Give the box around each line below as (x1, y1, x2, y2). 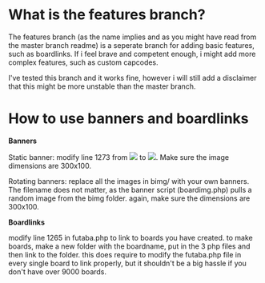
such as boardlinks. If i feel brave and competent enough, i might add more (8, 49, 256, 58)
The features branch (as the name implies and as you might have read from (8, 32, 257, 42)
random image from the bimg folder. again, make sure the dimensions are (8, 193, 251, 203)
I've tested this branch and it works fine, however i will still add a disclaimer (8, 73, 258, 82)
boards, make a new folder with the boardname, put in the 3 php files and (8, 241, 251, 251)
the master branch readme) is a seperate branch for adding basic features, (8, 40, 255, 50)
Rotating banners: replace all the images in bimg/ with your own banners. (8, 176, 250, 185)
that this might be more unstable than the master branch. (8, 82, 196, 91)
